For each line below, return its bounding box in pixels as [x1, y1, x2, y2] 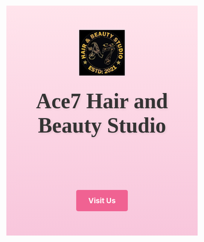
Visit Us [88, 196, 116, 206]
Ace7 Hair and [36, 89, 168, 113]
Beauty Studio [38, 113, 166, 137]
